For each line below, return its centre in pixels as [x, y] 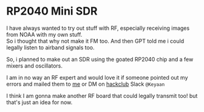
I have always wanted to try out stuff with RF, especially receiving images [98, 28]
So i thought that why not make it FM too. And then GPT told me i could [95, 41]
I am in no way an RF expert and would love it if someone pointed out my [97, 77]
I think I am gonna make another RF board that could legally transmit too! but [102, 96]
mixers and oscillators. [34, 66]
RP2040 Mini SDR [52, 11]
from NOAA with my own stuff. [44, 34]
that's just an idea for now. [39, 102]
